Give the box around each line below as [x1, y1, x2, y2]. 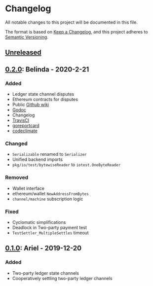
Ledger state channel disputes [12, 91, 75, 97]
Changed [5, 140, 28, 147]
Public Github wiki [12, 102, 49, 107]
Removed [5, 174, 29, 181]
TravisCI [12, 117, 30, 123]
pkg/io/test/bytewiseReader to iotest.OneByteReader [12, 162, 121, 168]
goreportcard [12, 123, 39, 129]
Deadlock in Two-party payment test [12, 224, 87, 230]
